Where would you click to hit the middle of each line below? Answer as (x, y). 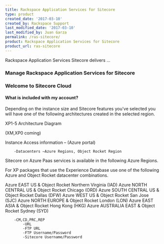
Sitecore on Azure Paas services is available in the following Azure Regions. (82, 161)
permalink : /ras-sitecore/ (33, 37)
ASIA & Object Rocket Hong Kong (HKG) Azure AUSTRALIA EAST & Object (80, 205)
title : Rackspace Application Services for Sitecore (60, 10)
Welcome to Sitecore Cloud (38, 86)
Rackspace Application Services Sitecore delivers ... (58, 60)
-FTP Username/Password (47, 233)
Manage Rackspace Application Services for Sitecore (70, 73)
